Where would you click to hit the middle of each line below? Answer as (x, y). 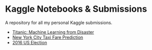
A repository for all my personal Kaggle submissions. (59, 23)
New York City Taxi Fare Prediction (48, 37)
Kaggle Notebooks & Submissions (76, 9)
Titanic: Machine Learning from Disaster (53, 32)
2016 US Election (30, 42)
